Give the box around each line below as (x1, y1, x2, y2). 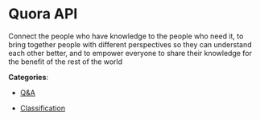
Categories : (8, 72, 49, 82)
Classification (19, 103, 66, 113)
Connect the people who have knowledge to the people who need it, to (8, 31, 244, 41)
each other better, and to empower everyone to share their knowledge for (8, 48, 252, 58)
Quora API (8, 5, 78, 23)
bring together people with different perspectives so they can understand (8, 39, 252, 49)
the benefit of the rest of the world (8, 57, 123, 66)
